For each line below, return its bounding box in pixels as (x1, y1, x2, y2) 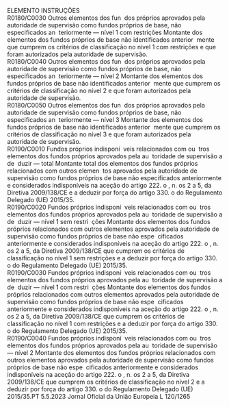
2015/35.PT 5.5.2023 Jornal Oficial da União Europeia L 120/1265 (7, 393, 191, 400)
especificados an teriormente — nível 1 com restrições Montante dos (7, 28, 203, 36)
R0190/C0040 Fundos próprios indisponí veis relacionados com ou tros (7, 334, 211, 342)
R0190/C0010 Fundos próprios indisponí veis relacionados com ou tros (7, 145, 210, 153)
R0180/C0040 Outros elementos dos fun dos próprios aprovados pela (7, 58, 206, 65)
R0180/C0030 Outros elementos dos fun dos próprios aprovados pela (7, 14, 206, 22)
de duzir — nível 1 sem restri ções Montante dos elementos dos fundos (7, 218, 211, 225)
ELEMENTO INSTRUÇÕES (7, 7, 80, 14)
